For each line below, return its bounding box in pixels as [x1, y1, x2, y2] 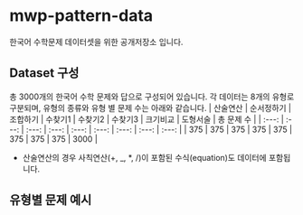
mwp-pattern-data [9, 5, 154, 26]
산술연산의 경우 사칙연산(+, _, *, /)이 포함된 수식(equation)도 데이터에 [22, 152, 267, 163]
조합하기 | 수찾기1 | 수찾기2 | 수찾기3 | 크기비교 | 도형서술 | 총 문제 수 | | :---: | [9, 114, 285, 125]
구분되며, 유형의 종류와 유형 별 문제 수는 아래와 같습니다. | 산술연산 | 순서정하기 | [9, 102, 292, 113]
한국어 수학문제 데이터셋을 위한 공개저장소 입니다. [9, 36, 184, 47]
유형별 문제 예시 [9, 192, 92, 208]
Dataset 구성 [9, 65, 80, 81]
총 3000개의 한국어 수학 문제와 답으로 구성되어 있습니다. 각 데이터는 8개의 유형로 [9, 91, 295, 102]
